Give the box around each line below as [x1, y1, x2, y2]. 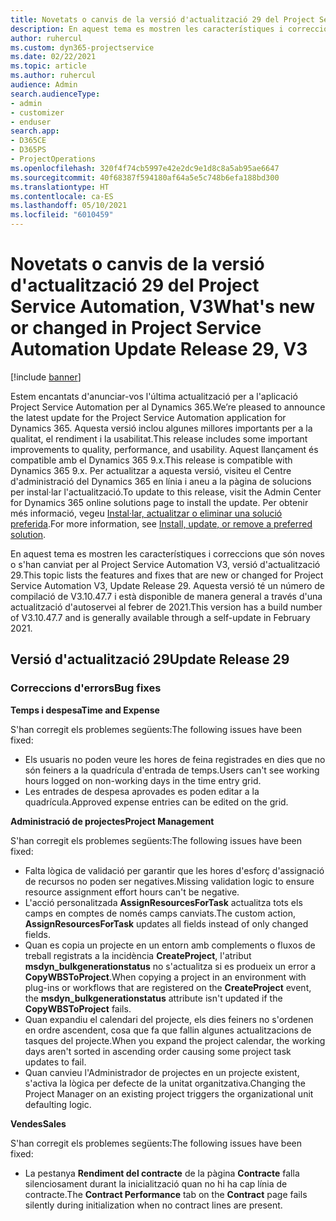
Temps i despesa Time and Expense [10, 704, 160, 716]
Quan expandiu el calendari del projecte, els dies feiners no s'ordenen [24, 1013, 314, 1025]
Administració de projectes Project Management [10, 815, 215, 827]
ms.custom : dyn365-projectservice [10, 42, 155, 53]
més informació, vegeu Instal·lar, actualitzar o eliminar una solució [10, 507, 283, 519]
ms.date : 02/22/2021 [10, 52, 97, 62]
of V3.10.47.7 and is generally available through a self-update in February [10, 611, 311, 623]
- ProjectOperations [10, 154, 97, 164]
